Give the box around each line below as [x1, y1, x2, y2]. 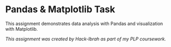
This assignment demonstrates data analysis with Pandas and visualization [5, 20, 163, 27]
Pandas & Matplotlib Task [5, 4, 115, 15]
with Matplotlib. [5, 26, 38, 32]
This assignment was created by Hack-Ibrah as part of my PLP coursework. [5, 36, 166, 42]
